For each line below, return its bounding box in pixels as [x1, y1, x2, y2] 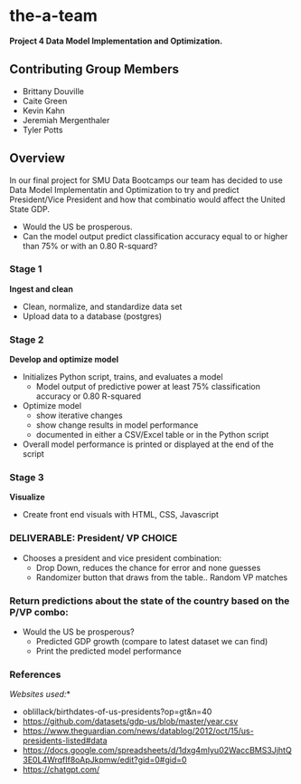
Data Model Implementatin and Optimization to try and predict [9, 184, 240, 195]
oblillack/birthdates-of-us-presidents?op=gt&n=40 [22, 706, 212, 717]
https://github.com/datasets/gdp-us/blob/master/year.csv [22, 716, 239, 727]
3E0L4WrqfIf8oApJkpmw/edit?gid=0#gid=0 [22, 754, 187, 766]
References [9, 668, 61, 681]
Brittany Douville [22, 85, 84, 96]
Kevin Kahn [22, 105, 65, 116]
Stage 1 [9, 263, 42, 276]
